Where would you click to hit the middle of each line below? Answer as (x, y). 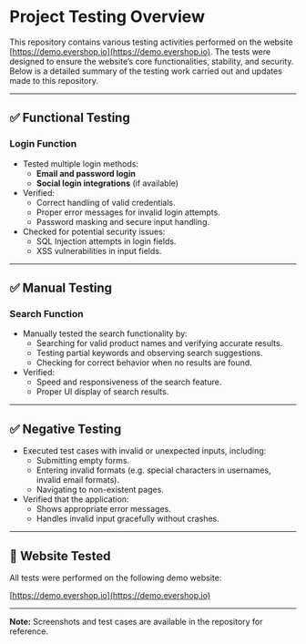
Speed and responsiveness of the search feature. (129, 382)
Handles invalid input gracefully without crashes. (128, 519)
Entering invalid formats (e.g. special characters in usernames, (153, 470)
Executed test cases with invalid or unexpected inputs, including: (144, 451)
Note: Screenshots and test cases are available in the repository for (136, 621)
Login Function (43, 144)
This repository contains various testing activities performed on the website (151, 42)
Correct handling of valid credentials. (106, 202)
